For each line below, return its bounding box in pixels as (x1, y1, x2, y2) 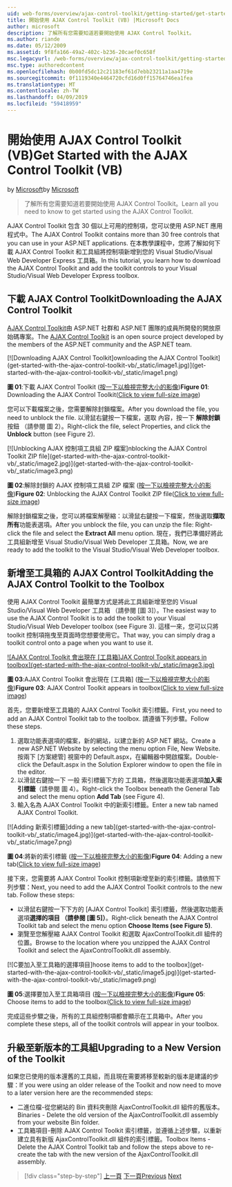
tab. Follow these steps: (7, 891, 75, 899)
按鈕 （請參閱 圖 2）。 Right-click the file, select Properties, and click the (7, 422, 211, 430)
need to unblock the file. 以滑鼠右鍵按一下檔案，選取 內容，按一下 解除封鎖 (7, 413, 221, 421)
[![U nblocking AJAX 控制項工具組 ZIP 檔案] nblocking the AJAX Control (7, 444, 207, 452)
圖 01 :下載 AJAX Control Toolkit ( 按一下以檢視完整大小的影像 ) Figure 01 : (7, 383, 209, 391)
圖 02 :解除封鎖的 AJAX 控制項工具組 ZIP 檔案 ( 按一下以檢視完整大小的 (7, 481, 206, 489)
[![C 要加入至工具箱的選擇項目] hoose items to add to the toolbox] (7, 960, 191, 969)
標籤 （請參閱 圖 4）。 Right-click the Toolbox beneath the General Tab (23, 784, 220, 793)
